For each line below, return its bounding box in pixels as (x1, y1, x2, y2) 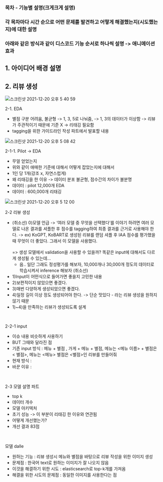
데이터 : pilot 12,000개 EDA (12, 182, 65, 188)
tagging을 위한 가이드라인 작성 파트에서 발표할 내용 (12, 128, 109, 134)
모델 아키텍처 (12, 405, 37, 411)
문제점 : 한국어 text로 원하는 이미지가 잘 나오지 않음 (12, 460, 109, 465)
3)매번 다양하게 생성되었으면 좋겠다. (12, 286, 80, 291)
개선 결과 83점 (12, 423, 40, 429)
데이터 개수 (12, 399, 33, 405)
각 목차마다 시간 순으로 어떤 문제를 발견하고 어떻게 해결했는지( (5, 19, 140, 25)
